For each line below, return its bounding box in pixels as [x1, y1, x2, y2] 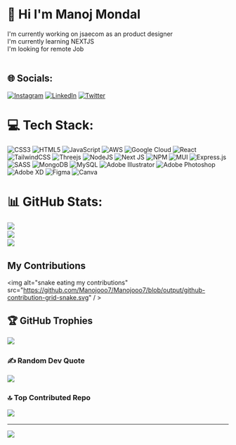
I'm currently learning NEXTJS [7, 37, 95, 45]
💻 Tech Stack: [7, 117, 94, 133]
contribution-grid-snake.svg [7, 294, 89, 302]
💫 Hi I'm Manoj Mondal [7, 6, 141, 23]
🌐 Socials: [7, 73, 53, 84]
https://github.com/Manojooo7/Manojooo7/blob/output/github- [23, 286, 206, 294]
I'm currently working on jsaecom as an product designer [7, 30, 173, 38]
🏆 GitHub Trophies [7, 315, 93, 327]
